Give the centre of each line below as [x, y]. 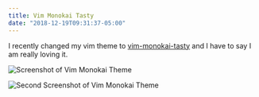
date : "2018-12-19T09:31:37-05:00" [67, 23]
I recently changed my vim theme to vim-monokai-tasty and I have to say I [130, 45]
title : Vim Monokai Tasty [51, 16]
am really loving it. [38, 54]
